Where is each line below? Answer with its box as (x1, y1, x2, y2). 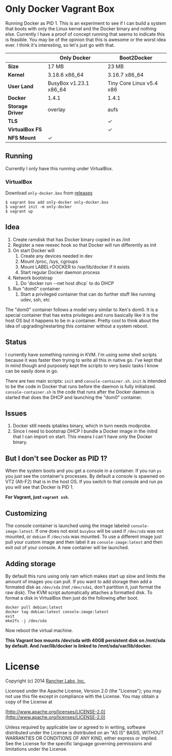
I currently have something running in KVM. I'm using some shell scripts (5, 351, 157, 357)
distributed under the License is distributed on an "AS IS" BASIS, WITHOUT (5, 729, 164, 735)
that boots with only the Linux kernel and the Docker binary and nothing (5, 25, 157, 31)
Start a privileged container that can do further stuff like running (20, 291, 156, 297)
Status (5, 338, 27, 347)
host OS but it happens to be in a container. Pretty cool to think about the (5, 317, 159, 323)
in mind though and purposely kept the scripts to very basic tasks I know (5, 362, 159, 368)
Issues (5, 409, 27, 418)
